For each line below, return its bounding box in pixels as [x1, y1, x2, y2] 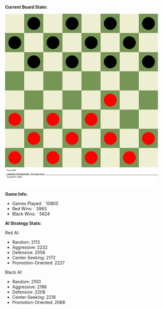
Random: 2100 [12, 279, 41, 284]
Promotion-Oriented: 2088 [12, 299, 65, 305]
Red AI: [5, 230, 19, 236]
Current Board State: [5, 4, 48, 10]
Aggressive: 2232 [12, 244, 48, 250]
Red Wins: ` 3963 [12, 206, 47, 211]
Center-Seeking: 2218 [12, 294, 56, 300]
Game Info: [5, 191, 28, 197]
